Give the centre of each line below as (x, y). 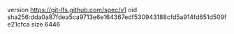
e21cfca (19, 24)
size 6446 (46, 24)
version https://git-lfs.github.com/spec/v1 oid (72, 10)
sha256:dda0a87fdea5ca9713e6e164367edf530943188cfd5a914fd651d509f (117, 17)
